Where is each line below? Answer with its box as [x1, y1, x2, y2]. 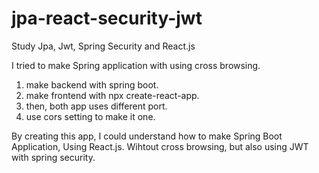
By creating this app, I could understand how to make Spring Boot [11, 130, 283, 142]
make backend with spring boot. [25, 78, 159, 91]
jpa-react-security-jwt [11, 7, 203, 30]
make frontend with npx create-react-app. [25, 89, 200, 101]
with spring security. [11, 151, 96, 163]
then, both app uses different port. [25, 100, 168, 112]
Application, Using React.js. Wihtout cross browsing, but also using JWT [11, 140, 309, 152]
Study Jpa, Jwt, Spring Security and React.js [11, 40, 196, 52]
